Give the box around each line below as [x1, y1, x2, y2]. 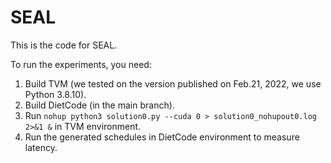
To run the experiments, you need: [10, 58, 152, 70]
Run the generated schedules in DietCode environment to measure [24, 131, 300, 143]
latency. [24, 141, 58, 153]
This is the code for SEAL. [10, 39, 118, 51]
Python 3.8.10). [24, 88, 87, 100]
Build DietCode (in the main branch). [24, 99, 175, 111]
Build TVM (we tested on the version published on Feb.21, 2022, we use [24, 77, 322, 90]
